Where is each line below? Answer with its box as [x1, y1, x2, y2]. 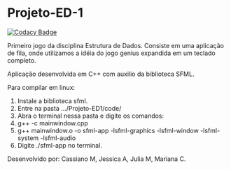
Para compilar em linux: [7, 83, 76, 91]
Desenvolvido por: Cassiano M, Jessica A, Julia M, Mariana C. [7, 155, 186, 163]
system [17, 134, 39, 142]
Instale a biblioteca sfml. [17, 96, 88, 105]
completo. [7, 56, 36, 64]
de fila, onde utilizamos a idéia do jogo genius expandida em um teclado [7, 49, 216, 57]
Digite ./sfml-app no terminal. [17, 141, 103, 149]
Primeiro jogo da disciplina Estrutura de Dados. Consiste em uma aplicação [7, 41, 224, 49]
